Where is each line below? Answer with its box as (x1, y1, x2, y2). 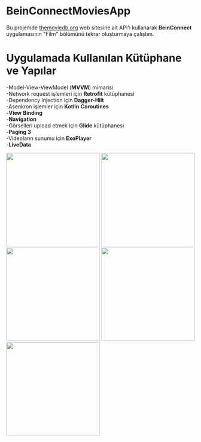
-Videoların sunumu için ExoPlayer (6, 135, 92, 142)
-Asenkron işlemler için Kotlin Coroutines (6, 103, 109, 110)
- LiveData (6, 141, 32, 148)
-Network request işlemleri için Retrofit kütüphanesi (6, 90, 135, 97)
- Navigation (6, 115, 37, 123)
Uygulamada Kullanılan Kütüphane (6, 51, 182, 65)
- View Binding (6, 109, 43, 116)
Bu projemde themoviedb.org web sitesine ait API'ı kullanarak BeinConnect (6, 24, 192, 31)
